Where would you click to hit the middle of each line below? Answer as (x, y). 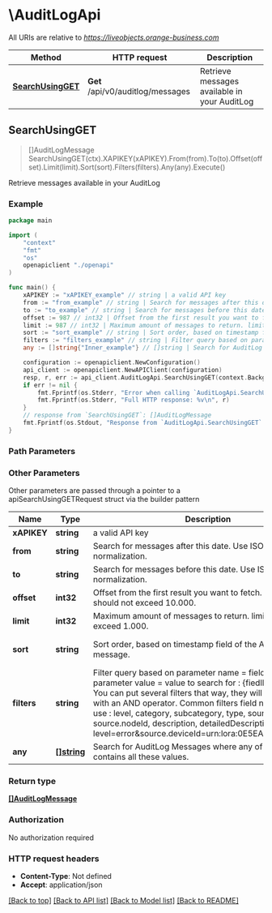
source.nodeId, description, (145, 723)
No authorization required (51, 838)
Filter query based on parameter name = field (179, 673)
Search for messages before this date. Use (174, 569)
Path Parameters (42, 451)
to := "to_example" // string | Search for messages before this (136, 310)
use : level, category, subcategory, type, (169, 714)
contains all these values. (141, 757)
